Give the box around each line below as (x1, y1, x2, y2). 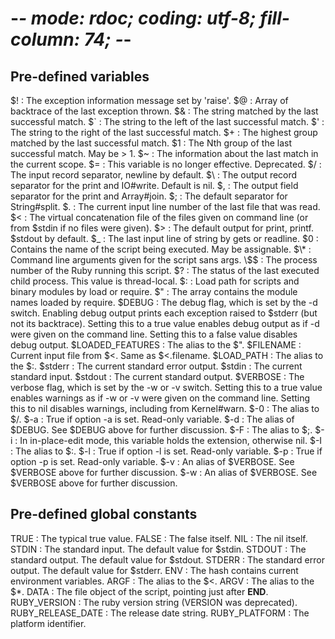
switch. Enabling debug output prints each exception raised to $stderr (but (10, 307, 318, 319)
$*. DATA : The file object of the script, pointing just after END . (10, 585, 269, 597)
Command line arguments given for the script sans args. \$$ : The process (10, 254, 318, 266)
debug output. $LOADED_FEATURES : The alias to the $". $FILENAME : (10, 339, 302, 351)
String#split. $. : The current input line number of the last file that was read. (10, 201, 321, 212)
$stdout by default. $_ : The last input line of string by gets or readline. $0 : (10, 233, 319, 244)
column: (10, 28, 81, 51)
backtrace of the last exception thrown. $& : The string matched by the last (10, 105, 319, 117)
